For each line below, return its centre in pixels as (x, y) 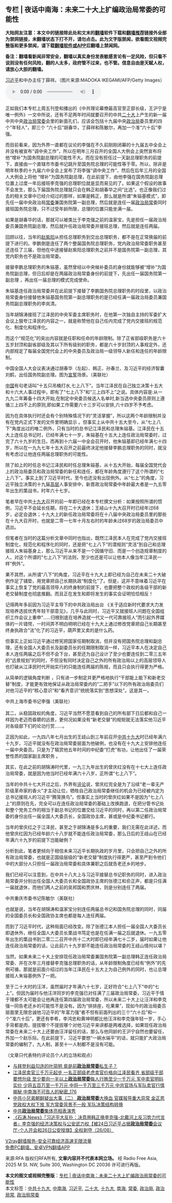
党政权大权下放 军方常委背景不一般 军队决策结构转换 (68, 1104)
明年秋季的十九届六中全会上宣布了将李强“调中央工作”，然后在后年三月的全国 (86, 170)
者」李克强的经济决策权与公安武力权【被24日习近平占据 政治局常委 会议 (87, 1124)
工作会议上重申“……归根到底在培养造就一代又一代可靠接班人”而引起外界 (85, 617)
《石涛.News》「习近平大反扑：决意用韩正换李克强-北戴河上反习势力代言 (89, 1117)
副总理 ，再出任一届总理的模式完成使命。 (49, 280)
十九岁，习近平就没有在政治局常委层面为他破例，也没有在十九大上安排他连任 (86, 743)
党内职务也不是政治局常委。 (35, 256)
